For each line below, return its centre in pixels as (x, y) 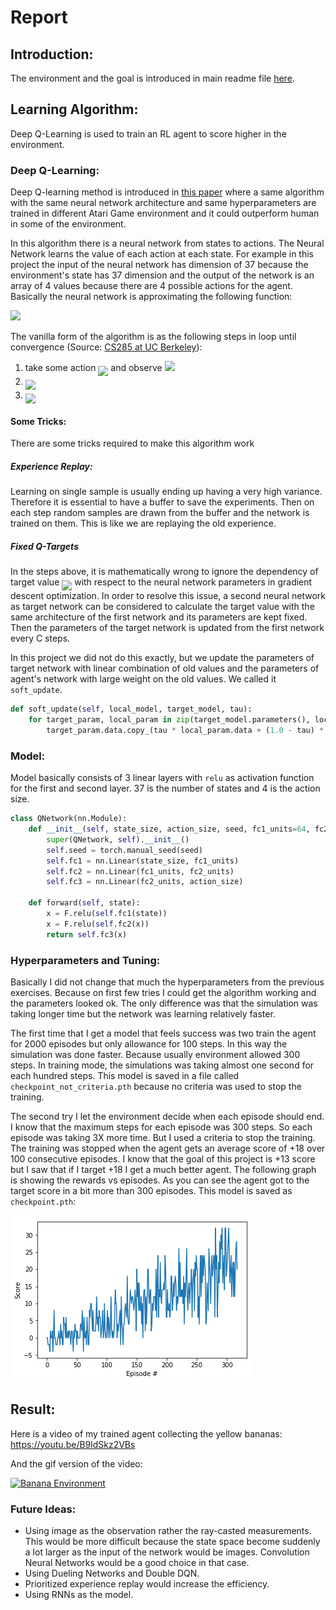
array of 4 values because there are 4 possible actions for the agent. (151, 286)
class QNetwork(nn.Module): (69, 819)
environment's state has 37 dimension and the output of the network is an (162, 275)
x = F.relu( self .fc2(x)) (98, 924)
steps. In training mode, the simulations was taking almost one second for (162, 1065)
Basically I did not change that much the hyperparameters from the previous (167, 982)
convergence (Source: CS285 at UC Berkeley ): (106, 347)
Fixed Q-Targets (44, 546)
